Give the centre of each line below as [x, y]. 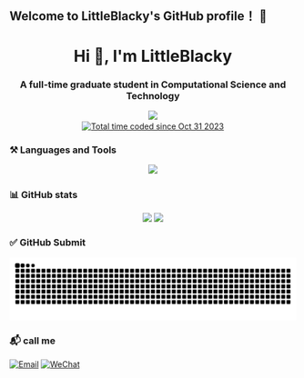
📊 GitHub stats [44, 195]
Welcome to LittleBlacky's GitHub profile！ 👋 [138, 16]
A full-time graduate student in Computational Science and [153, 85]
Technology [153, 95]
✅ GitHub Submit [48, 243]
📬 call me [33, 341]
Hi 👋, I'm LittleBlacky [153, 56]
